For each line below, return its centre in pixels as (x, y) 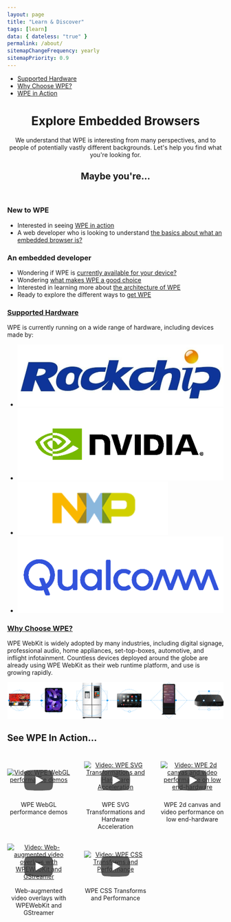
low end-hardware (192, 819)
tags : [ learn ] (27, 29)
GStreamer (38, 912)
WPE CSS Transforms (115, 890)
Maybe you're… (115, 177)
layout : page (26, 14)
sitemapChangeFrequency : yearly (53, 51)
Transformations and (115, 812)
